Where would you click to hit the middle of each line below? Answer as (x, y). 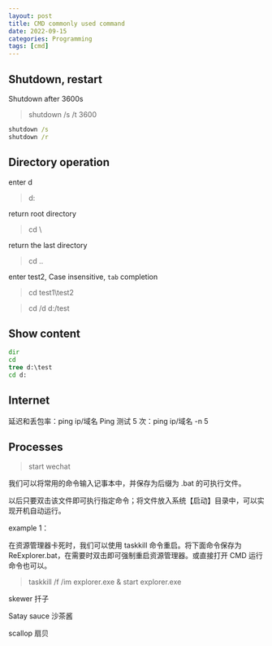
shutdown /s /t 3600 (63, 114)
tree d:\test (30, 368)
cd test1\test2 (51, 292)
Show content (45, 333)
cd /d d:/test (49, 308)
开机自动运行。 (40, 511)
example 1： (29, 528)
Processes (36, 447)
